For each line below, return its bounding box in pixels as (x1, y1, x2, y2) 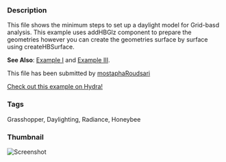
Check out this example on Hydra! (7, 83, 103, 91)
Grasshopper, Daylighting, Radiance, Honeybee (7, 115, 141, 123)
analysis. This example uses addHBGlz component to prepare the (7, 28, 192, 36)
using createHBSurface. (7, 43, 75, 51)
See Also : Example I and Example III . (7, 56, 111, 64)
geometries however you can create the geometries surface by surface (7, 36, 208, 44)
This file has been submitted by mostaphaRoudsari (7, 69, 151, 77)
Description (7, 5, 47, 15)
